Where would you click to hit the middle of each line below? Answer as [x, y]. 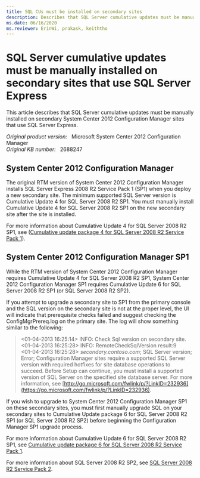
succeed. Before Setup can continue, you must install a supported [102, 371]
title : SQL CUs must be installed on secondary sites [74, 12]
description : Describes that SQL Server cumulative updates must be [93, 17]
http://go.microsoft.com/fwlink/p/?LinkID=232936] [126, 383]
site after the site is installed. [41, 214]
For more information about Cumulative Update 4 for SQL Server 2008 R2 [96, 226]
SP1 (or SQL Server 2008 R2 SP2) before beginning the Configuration [91, 420]
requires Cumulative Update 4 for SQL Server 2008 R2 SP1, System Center [98, 277]
